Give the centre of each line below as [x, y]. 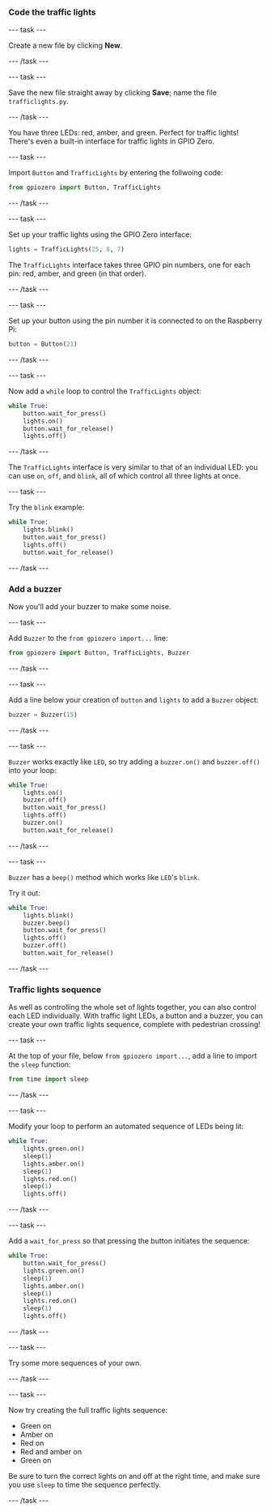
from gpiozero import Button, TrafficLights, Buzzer [99, 653]
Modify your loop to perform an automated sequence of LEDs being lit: [126, 1127]
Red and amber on [51, 1452]
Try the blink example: [47, 507]
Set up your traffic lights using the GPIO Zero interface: [100, 234]
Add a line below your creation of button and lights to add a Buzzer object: [133, 699]
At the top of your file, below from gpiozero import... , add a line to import [133, 1056]
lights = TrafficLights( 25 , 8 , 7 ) [67, 250]
